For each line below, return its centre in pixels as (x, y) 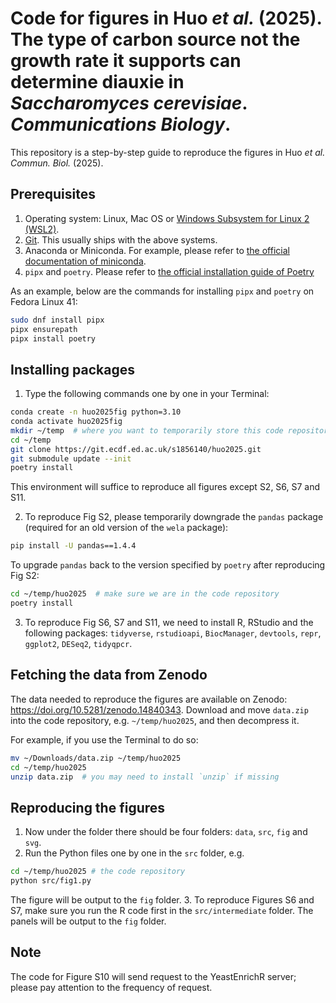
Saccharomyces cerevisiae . (129, 103)
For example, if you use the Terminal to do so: (104, 739)
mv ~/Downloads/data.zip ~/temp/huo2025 (96, 758)
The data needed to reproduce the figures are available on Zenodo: (149, 699)
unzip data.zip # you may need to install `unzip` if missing (145, 777)
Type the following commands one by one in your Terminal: (147, 394)
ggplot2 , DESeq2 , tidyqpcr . (78, 643)
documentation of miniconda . (85, 261)
